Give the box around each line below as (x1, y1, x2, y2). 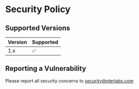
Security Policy (5, 4, 71, 15)
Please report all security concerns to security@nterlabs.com (5, 77, 133, 84)
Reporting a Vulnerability (5, 64, 86, 73)
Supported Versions (5, 24, 70, 32)
